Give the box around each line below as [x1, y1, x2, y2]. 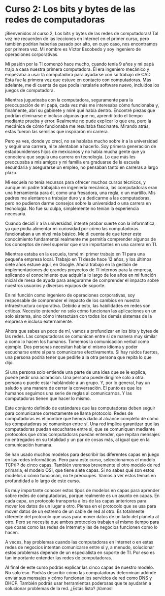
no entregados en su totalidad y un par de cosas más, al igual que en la [5, 437, 150, 443]
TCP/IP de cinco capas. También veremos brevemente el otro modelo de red [5, 462, 161, 468]
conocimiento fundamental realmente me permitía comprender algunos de [5, 236, 156, 242]
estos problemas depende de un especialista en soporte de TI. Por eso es [5, 549, 155, 555]
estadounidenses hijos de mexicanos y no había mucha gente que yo [5, 149, 145, 154]
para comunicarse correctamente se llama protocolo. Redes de [5, 410, 133, 416]
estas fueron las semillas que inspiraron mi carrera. [5, 128, 109, 134]
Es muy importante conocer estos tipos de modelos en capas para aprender [5, 487, 160, 493]
